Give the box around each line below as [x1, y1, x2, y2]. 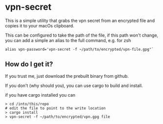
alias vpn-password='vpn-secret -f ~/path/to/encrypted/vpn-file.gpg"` [5, 47, 154, 52]
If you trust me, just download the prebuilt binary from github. [5, 73, 129, 79]
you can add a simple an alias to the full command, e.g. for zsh [5, 37, 131, 43]
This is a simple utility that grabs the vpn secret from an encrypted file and [5, 18, 155, 23]
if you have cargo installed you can [5, 92, 76, 98]
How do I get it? [5, 60, 53, 68]
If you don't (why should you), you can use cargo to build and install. [5, 83, 143, 88]
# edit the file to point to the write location [5, 105, 106, 111]
